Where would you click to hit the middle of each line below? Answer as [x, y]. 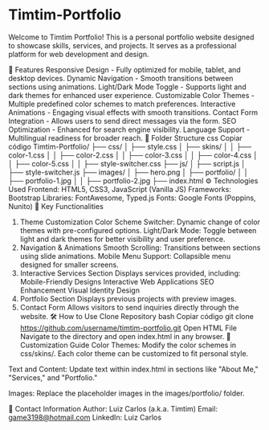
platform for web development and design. [79, 54]
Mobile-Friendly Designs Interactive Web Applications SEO [117, 281]
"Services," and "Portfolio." [53, 377]
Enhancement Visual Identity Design [80, 290]
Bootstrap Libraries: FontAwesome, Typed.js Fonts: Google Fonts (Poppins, [132, 198]
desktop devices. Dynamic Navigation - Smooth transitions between [121, 78]
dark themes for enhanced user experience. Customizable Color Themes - [132, 95]
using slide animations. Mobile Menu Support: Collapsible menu [125, 256]
